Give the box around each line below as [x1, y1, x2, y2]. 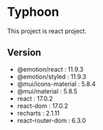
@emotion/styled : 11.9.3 [16, 72, 87, 80]
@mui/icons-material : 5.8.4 [16, 80, 96, 88]
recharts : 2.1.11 [16, 109, 60, 117]
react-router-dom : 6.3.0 [16, 116, 87, 124]
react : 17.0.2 [16, 94, 54, 102]
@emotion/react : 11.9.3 [16, 65, 84, 73]
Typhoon [7, 4, 60, 20]
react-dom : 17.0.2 [16, 101, 69, 110]
